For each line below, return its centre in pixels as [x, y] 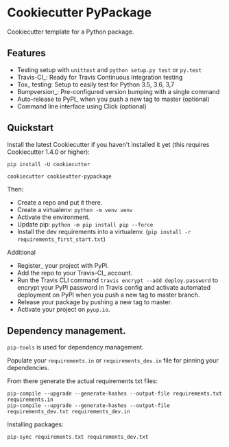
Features [26, 53]
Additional [22, 252]
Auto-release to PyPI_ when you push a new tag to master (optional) [113, 99]
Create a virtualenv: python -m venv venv [75, 209]
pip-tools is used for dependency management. [75, 347]
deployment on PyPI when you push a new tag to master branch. [108, 295]
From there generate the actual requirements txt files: [83, 381]
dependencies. [28, 368]
